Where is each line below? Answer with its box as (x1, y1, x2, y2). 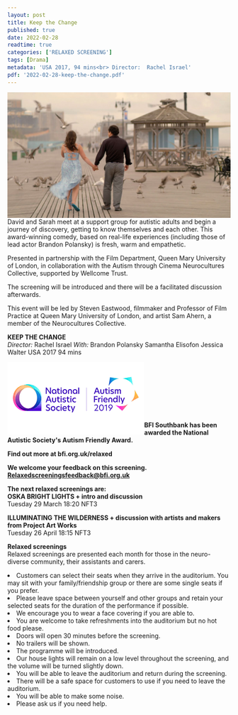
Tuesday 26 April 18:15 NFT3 (7, 529, 91, 537)
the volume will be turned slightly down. (7, 662, 124, 670)
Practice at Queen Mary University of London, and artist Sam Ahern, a (7, 312, 212, 320)
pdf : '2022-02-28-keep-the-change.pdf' (7, 71, 125, 78)
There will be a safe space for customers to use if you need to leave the (16, 677, 225, 685)
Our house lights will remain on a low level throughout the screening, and (16, 654, 229, 663)
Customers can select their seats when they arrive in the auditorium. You (16, 572, 229, 580)
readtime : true (7, 41, 52, 49)
